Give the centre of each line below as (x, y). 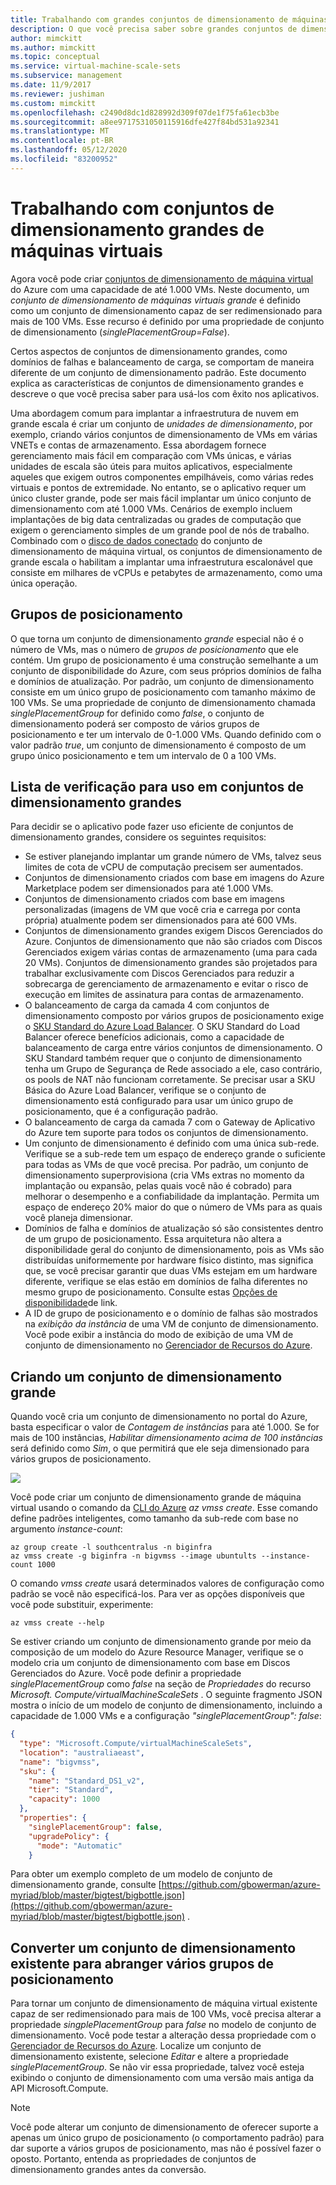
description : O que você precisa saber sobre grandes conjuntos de (154, 29)
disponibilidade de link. (71, 1303)
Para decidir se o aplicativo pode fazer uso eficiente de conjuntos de (152, 827)
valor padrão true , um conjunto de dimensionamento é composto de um (158, 745)
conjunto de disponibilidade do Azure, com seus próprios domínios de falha (166, 670)
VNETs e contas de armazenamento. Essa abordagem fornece (138, 445)
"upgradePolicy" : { (69, 1836)
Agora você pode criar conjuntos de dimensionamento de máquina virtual (162, 278)
